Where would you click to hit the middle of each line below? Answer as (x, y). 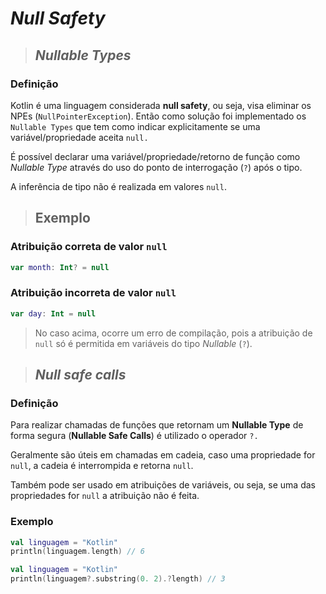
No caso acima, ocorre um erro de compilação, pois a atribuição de (173, 333)
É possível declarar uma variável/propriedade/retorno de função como (155, 156)
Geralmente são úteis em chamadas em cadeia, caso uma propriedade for (163, 455)
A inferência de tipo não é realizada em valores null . (118, 186)
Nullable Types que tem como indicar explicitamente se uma (135, 126)
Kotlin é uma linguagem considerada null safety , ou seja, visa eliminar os (161, 105)
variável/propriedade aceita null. (79, 137)
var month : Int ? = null (60, 267)
